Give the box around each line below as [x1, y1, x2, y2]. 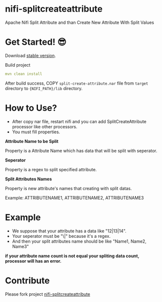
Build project [5, 62, 31, 68]
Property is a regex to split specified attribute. [5, 166, 97, 172]
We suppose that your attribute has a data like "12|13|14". [12, 228, 126, 234]
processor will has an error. [5, 258, 62, 264]
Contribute [5, 275, 50, 286]
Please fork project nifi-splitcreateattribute [5, 291, 90, 297]
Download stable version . [5, 53, 56, 58]
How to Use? [5, 102, 57, 113]
